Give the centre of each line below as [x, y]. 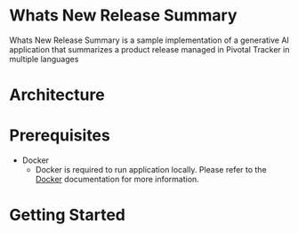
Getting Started [68, 215]
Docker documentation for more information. [117, 180]
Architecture [57, 95]
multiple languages [44, 59]
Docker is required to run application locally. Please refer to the [151, 170]
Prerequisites [60, 136]
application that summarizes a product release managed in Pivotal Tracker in [149, 49]
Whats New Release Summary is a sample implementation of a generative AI [149, 40]
